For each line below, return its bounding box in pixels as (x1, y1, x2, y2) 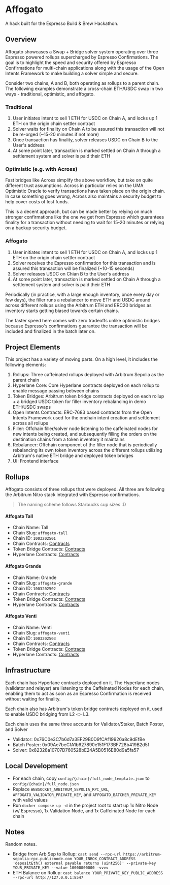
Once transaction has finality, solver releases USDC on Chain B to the (12, 137, 158, 143)
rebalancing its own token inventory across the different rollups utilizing (12, 447, 162, 453)
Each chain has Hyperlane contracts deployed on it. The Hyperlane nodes (5, 680, 160, 686)
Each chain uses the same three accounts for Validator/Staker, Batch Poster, (5, 721, 164, 727)
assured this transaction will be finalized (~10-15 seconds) (12, 265, 134, 271)
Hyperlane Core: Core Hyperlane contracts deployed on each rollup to (12, 382, 160, 388)
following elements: (5, 362, 47, 368)
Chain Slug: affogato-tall (12, 530, 68, 536)
